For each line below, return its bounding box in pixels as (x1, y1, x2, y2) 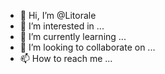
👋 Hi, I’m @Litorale (19, 10, 97, 21)
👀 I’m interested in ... (19, 20, 105, 32)
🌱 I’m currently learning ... (19, 31, 127, 42)
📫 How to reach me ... (19, 53, 113, 64)
